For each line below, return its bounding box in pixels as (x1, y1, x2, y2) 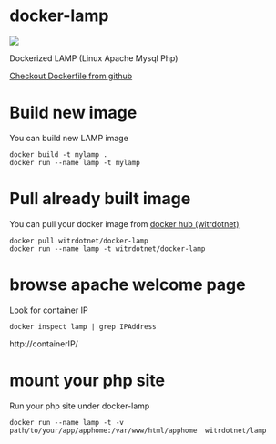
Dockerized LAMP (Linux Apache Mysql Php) (9, 52, 179, 64)
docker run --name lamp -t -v (9, 418, 125, 427)
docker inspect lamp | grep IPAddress (9, 322, 157, 331)
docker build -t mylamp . (9, 150, 107, 160)
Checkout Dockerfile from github (9, 70, 133, 81)
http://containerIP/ (9, 338, 79, 349)
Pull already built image (9, 189, 191, 210)
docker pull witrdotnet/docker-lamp (9, 236, 148, 245)
